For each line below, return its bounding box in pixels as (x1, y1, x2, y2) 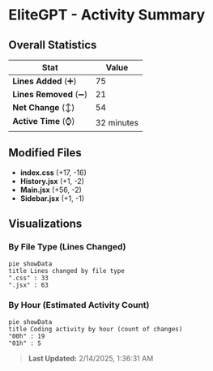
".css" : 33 (8, 274, 49, 282)
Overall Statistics (8, 38, 97, 52)
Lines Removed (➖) (12, 89, 87, 100)
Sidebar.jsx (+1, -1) (19, 193, 85, 203)
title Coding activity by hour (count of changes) (8, 325, 183, 333)
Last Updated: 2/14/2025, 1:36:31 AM (28, 353, 154, 363)
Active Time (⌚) (12, 116, 75, 126)
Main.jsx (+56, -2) (19, 185, 83, 194)
